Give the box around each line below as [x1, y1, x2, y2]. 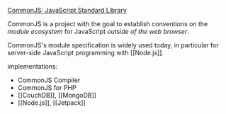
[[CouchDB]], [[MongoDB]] [17, 91, 97, 99]
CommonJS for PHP [17, 84, 77, 91]
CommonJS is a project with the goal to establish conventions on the [7, 20, 208, 28]
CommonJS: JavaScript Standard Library [7, 6, 128, 14]
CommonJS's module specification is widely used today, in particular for [7, 41, 219, 49]
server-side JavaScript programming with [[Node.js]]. [7, 49, 164, 57]
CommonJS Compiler [17, 76, 81, 84]
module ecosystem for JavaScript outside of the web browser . [7, 28, 190, 35]
